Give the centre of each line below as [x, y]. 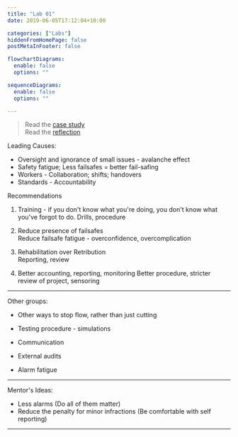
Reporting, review [43, 260]
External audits [39, 356]
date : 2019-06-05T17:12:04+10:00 [57, 21]
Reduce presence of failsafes [61, 231]
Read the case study [55, 125]
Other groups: [28, 301]
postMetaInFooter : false [44, 47]
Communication [41, 342]
